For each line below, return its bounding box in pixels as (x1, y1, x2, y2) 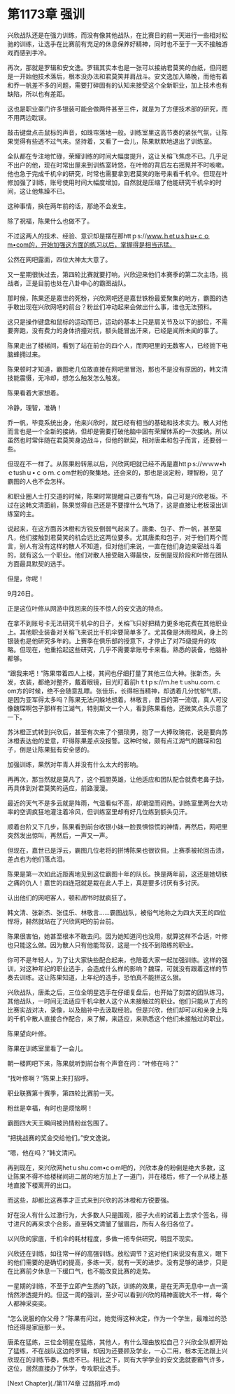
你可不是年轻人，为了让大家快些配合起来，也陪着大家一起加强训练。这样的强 (7, 955, 228, 964)
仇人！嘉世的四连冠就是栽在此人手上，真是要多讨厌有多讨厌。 (25, 878, 204, 887)
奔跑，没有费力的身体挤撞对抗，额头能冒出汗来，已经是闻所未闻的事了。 (13, 326, 222, 334)
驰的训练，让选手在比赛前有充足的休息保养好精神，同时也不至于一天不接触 (7, 39, 222, 48)
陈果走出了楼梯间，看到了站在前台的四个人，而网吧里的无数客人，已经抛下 (7, 341, 222, 349)
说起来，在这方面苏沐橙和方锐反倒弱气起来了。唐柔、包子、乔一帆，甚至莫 (7, 524, 222, 533)
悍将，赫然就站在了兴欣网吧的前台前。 (7, 916, 117, 926)
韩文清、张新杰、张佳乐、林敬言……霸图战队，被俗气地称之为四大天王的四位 (7, 908, 227, 916)
